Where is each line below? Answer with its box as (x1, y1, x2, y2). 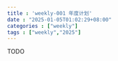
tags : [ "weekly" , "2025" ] (7, 28, 81, 36)
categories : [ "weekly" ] (7, 22, 78, 29)
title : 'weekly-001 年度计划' (7, 9, 93, 17)
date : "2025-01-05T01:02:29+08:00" (7, 16, 112, 23)
